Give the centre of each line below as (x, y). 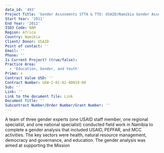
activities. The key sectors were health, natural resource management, (76, 135)
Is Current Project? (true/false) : (41, 60)
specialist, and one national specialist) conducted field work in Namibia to (79, 125)
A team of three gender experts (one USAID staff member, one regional (77, 119)
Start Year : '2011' (25, 19)
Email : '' (15, 51)
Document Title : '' (25, 101)
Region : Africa (20, 32)
